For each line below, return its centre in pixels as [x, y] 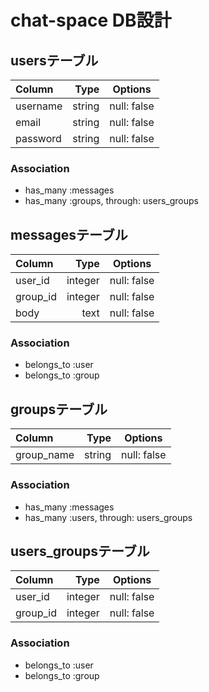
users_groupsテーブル [80, 551]
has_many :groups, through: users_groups [111, 201]
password [38, 138]
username [39, 106]
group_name [45, 455]
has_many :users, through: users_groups [108, 517]
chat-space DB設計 [91, 20]
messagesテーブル [69, 234]
